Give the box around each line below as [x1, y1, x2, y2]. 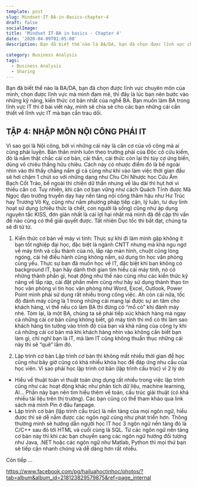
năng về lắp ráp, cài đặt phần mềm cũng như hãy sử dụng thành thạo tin [14, 279, 189, 286]
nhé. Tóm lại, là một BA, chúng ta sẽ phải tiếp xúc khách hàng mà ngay [14, 310, 186, 317]
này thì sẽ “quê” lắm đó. [14, 341, 73, 348]
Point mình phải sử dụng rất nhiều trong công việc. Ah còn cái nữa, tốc [14, 291, 185, 298]
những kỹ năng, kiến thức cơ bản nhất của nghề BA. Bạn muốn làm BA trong [6, 97, 190, 104]
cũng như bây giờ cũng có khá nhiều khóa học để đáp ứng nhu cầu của [14, 359, 188, 366]
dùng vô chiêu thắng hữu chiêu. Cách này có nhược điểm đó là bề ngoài [6, 161, 180, 168]
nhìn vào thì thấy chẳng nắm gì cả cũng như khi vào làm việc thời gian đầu [6, 167, 185, 174]
